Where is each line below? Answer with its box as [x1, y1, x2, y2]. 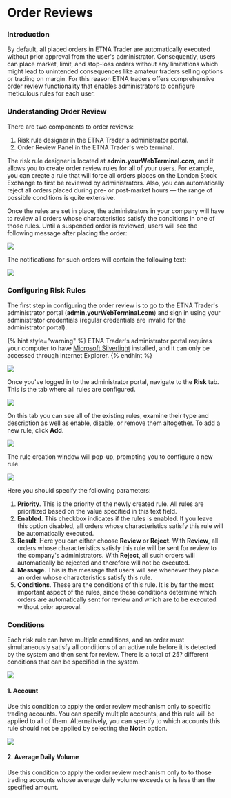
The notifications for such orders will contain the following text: [7, 255, 187, 264]
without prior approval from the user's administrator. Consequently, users [7, 53, 216, 61]
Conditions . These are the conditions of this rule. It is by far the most [17, 581, 214, 589]
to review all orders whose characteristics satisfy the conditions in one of [7, 214, 215, 222]
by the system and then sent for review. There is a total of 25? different [7, 651, 209, 659]
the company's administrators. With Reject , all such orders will [17, 552, 195, 560]
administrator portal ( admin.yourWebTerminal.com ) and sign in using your [7, 309, 221, 317]
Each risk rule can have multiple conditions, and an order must [7, 635, 185, 644]
